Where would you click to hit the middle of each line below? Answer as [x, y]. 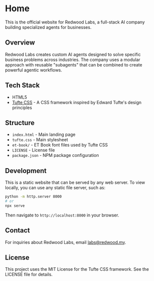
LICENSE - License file [33, 150]
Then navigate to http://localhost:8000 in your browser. [62, 215]
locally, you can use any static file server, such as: [55, 188]
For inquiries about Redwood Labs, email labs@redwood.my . [66, 242]
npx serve [15, 206]
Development [26, 171]
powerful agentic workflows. [34, 70]
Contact [17, 230]
